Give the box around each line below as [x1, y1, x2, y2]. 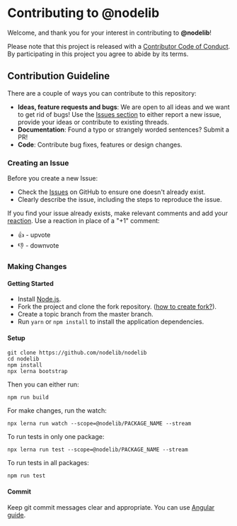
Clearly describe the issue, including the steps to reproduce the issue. [17, 195, 222, 204]
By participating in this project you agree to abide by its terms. [7, 50, 189, 58]
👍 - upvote [17, 231, 51, 239]
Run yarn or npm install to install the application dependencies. [17, 317, 204, 326]
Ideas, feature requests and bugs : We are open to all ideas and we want [17, 103, 230, 111]
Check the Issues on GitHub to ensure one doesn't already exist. [17, 188, 206, 196]
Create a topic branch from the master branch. [17, 310, 154, 319]
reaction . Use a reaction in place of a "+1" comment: [7, 217, 161, 225]
